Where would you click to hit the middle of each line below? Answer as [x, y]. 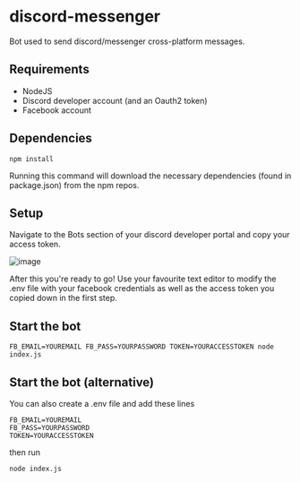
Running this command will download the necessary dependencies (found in [150, 176]
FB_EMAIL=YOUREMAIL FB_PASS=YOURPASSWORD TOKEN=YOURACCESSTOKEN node [142, 347]
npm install [31, 159]
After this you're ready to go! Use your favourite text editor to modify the [143, 279]
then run [25, 452]
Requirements [49, 69]
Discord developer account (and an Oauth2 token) [115, 100]
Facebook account [57, 110]
